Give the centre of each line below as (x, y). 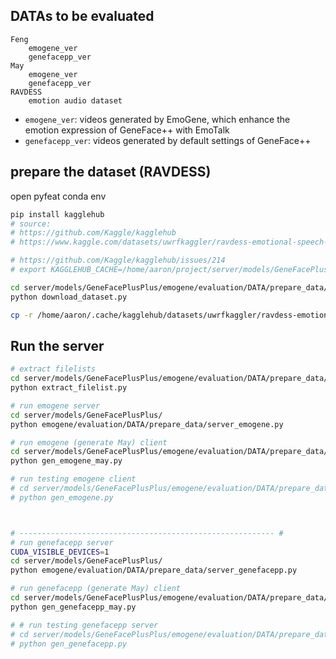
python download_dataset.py (69, 297)
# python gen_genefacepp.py (69, 644)
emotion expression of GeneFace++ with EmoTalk (127, 130)
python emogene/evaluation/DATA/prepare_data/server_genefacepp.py (154, 570)
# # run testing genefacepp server (84, 625)
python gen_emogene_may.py (66, 461)
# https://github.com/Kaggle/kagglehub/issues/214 (118, 260)
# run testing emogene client (73, 479)
